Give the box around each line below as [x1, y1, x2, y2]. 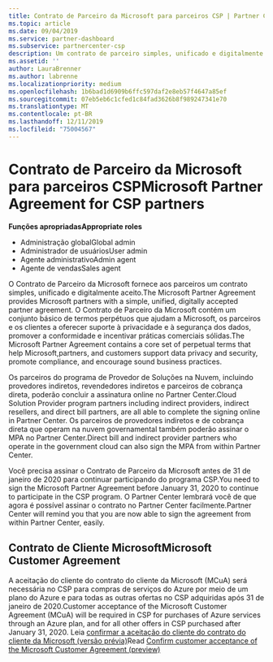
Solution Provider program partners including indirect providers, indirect [8, 398, 249, 408]
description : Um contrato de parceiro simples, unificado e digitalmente [8, 50, 264, 58]
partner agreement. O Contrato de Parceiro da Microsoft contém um [8, 305, 236, 314]
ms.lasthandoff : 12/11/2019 [8, 118, 104, 126]
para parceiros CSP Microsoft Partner [8, 177, 263, 196]
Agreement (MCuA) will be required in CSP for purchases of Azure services [8, 610, 262, 620]
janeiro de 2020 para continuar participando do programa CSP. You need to [8, 474, 260, 484]
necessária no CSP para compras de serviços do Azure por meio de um [8, 584, 249, 594]
